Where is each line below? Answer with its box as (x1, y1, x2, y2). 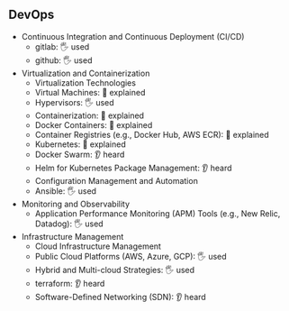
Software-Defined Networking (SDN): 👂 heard (34, 291, 206, 302)
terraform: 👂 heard (34, 278, 105, 288)
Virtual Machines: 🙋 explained (34, 87, 146, 97)
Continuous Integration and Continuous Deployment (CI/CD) (21, 31, 245, 41)
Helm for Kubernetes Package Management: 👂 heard (34, 162, 232, 173)
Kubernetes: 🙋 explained (34, 139, 127, 150)
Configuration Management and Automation (34, 175, 199, 186)
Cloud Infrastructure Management (34, 241, 161, 252)
